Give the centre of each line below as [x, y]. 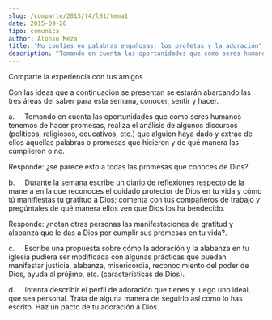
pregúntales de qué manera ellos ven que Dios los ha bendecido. [117, 208]
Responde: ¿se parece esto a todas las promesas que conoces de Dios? [128, 166]
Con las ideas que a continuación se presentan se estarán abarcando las [130, 92]
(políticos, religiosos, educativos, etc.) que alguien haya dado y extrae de [130, 134]
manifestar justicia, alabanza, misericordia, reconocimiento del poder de [129, 265]
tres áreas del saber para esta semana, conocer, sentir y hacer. [114, 101]
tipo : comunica [34, 31]
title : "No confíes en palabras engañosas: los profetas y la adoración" [136, 46]
